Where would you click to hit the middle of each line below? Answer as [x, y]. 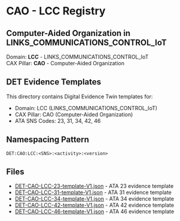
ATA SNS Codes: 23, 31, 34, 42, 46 [58, 120]
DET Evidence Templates [54, 82]
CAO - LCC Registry [56, 11]
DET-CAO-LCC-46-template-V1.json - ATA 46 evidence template [94, 211]
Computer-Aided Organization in [68, 33]
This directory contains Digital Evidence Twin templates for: [80, 96]
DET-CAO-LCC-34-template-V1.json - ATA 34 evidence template [94, 199]
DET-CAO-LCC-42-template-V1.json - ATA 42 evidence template [94, 205]
